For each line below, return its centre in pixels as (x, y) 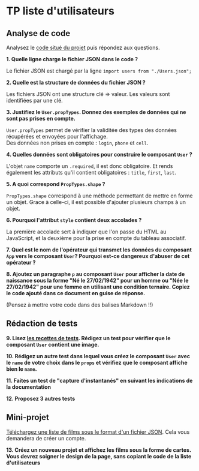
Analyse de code (38, 33)
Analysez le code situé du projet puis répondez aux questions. (83, 47)
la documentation (28, 387)
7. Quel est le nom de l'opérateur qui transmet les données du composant (99, 250)
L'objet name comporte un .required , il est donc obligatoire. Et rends (90, 166)
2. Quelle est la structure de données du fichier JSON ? (76, 82)
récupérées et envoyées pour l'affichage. (57, 136)
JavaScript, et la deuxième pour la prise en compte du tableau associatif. (96, 238)
